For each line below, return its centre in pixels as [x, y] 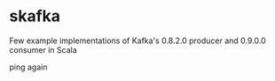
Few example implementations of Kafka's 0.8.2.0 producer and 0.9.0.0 [137, 40]
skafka [35, 16]
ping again [28, 67]
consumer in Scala [43, 49]
